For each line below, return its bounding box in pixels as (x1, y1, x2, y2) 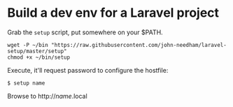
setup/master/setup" (7, 48, 68, 55)
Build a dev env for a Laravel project (7, 5, 219, 21)
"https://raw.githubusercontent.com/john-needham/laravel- (51, 41, 227, 48)
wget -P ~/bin (7, 41, 49, 48)
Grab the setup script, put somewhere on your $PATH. (7, 28, 163, 36)
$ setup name (7, 79, 45, 87)
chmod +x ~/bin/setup (7, 54, 71, 61)
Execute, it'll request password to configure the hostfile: (7, 66, 169, 74)
